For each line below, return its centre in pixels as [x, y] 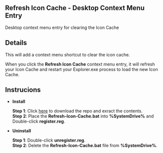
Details [16, 43]
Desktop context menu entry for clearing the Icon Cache [62, 27]
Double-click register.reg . [39, 121]
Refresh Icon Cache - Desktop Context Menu [75, 8]
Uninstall [22, 131]
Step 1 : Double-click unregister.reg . [49, 140]
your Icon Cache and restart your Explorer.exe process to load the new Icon [81, 69]
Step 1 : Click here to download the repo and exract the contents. [77, 111]
